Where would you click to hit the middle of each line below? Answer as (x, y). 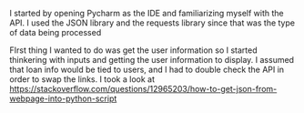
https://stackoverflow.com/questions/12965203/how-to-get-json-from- (143, 89)
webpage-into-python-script (63, 98)
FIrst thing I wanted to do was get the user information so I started (133, 50)
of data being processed (56, 32)
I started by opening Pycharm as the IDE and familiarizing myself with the (147, 13)
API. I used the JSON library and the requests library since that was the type (152, 23)
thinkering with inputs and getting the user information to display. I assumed (152, 60)
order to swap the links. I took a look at (82, 79)
